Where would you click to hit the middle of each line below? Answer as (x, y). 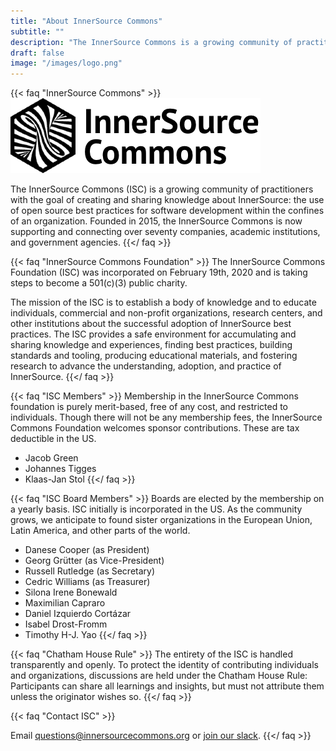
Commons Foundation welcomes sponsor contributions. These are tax (155, 428)
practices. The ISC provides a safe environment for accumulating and (153, 334)
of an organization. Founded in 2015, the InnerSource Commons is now (156, 221)
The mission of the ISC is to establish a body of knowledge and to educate (163, 302)
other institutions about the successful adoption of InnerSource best (151, 324)
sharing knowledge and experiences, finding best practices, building (151, 345)
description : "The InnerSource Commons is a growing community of (151, 42)
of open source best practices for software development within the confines (167, 211)
